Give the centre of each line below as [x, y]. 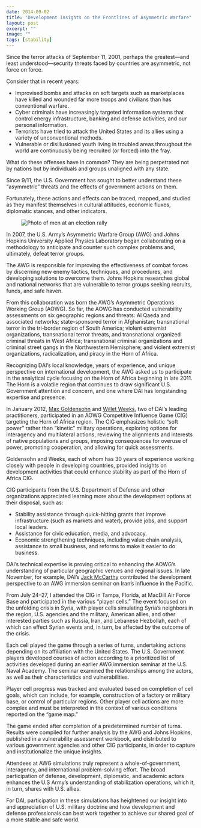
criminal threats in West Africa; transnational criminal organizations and [94, 341]
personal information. [41, 125]
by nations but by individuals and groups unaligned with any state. [88, 168]
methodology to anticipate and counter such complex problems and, [91, 247]
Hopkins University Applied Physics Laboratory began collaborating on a [96, 241]
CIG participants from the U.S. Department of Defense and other [86, 490]
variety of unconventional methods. [59, 138]
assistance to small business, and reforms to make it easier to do [95, 546]
